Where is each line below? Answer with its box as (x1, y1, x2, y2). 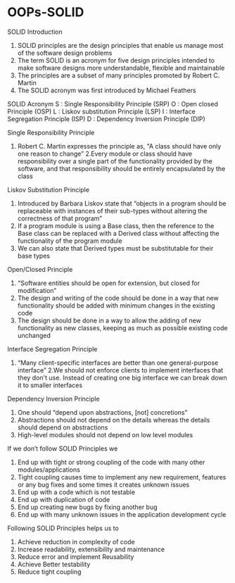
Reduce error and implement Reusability (17, 552, 134, 560)
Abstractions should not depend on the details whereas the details (17, 415, 210, 424)
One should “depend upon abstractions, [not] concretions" (17, 408, 188, 416)
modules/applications (17, 465, 81, 474)
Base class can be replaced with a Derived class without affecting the (17, 229, 220, 237)
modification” (17, 286, 57, 294)
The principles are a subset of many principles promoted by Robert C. (17, 71, 220, 80)
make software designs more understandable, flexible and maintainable (17, 63, 225, 72)
